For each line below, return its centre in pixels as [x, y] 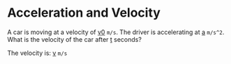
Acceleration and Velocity [84, 13]
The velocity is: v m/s [37, 53]
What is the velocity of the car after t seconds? [74, 39]
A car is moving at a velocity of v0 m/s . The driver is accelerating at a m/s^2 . [116, 32]
